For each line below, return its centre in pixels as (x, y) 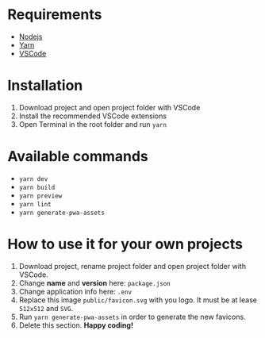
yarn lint (35, 204)
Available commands (78, 157)
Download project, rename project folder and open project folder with (132, 266)
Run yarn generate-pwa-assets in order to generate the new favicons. (132, 317)
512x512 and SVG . (46, 308)
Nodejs (31, 36)
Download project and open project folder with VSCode (109, 107)
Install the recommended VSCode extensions (93, 116)
